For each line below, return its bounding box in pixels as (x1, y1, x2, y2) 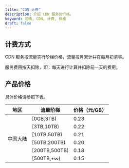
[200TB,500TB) (32, 147, 69, 154)
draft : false (5, 21, 32, 26)
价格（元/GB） (73, 106, 107, 113)
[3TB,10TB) (32, 123, 59, 130)
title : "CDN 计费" (5, 7, 41, 12)
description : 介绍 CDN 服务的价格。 (5, 12, 74, 17)
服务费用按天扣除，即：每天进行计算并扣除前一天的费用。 (5, 64, 120, 70)
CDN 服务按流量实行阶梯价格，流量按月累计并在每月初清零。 (5, 54, 127, 60)
